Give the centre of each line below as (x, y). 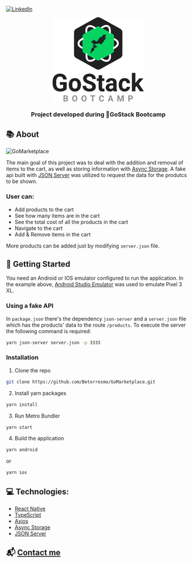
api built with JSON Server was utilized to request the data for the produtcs (96, 175)
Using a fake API (30, 306)
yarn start (19, 427)
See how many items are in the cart (57, 216)
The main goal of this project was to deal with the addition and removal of (95, 163)
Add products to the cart (44, 209)
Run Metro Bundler (37, 416)
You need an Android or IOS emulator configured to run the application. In (95, 278)
